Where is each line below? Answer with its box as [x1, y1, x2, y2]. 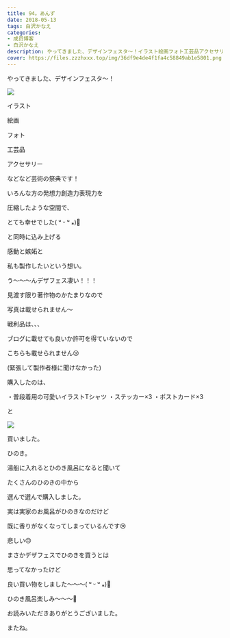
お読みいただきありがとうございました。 [7, 609, 121, 617]
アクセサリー [7, 159, 43, 168]
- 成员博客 [7, 36, 34, 42]
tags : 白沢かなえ [7, 23, 51, 29]
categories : [7, 29, 41, 36]
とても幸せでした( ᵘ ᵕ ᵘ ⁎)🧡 [7, 218, 81, 226]
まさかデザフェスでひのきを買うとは [7, 550, 110, 559]
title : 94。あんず [7, 10, 56, 17]
